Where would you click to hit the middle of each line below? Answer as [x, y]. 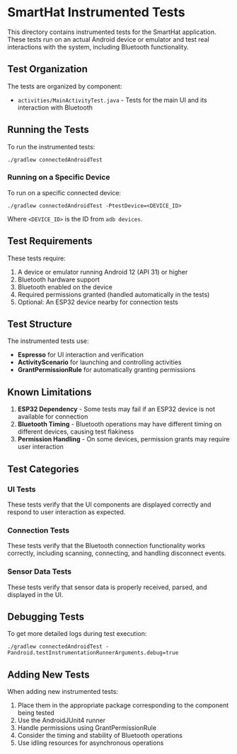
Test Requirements [50, 241]
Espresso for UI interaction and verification [80, 355]
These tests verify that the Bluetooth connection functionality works [106, 546]
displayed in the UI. [35, 594]
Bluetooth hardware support [59, 279]
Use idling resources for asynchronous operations [91, 743]
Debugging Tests [46, 616]
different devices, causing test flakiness [76, 431]
